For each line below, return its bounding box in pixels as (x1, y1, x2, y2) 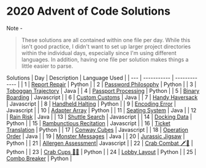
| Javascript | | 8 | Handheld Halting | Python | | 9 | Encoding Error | (6, 100, 177, 108)
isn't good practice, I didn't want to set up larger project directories (21, 43, 191, 50)
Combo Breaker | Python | (6, 155, 72, 162)
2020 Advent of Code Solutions (6, 4, 170, 18)
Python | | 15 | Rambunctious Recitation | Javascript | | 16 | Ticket (6, 119, 170, 126)
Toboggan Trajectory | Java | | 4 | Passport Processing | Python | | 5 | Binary (6, 87, 200, 94)
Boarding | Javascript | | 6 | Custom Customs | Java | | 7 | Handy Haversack (6, 93, 198, 101)
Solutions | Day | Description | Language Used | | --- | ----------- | (6, 74, 174, 81)
